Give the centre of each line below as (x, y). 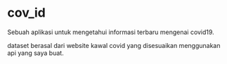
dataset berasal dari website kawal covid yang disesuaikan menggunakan (114, 45)
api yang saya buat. (36, 53)
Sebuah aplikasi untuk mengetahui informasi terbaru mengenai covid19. (111, 32)
